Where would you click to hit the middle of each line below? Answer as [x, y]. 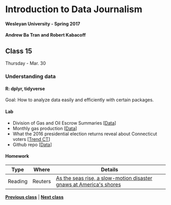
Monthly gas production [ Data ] [45, 128]
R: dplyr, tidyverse [25, 89]
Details [110, 169]
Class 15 [19, 51]
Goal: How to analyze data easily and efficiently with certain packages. [80, 100]
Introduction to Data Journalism [74, 9]
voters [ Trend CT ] [31, 139]
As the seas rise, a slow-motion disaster [104, 178]
